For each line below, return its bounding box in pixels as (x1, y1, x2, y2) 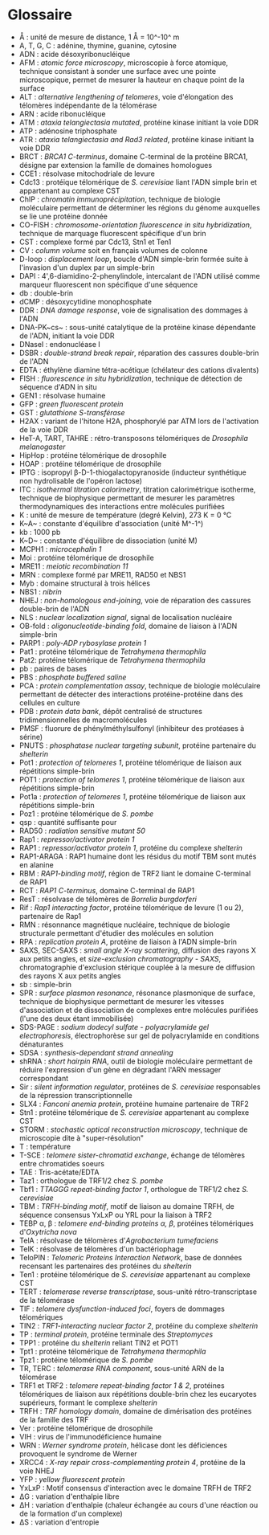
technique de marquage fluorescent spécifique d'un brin (18, 228, 206, 238)
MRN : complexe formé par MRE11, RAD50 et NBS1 (18, 570, 186, 579)
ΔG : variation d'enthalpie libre (18, 1492, 120, 1501)
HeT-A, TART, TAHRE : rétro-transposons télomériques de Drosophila (18, 433, 248, 443)
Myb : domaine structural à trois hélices (18, 578, 150, 588)
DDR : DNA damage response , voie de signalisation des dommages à (18, 305, 248, 315)
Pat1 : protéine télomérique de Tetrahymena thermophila (18, 647, 206, 656)
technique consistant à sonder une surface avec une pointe (18, 66, 217, 76)
